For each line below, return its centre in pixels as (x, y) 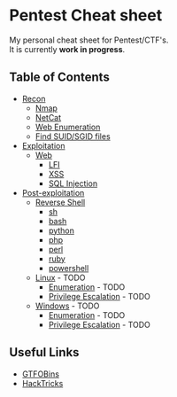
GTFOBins (41, 374)
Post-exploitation (53, 192)
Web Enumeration (68, 127)
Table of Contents (60, 78)
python (62, 230)
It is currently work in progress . (67, 49)
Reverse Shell (60, 202)
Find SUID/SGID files (73, 136)
